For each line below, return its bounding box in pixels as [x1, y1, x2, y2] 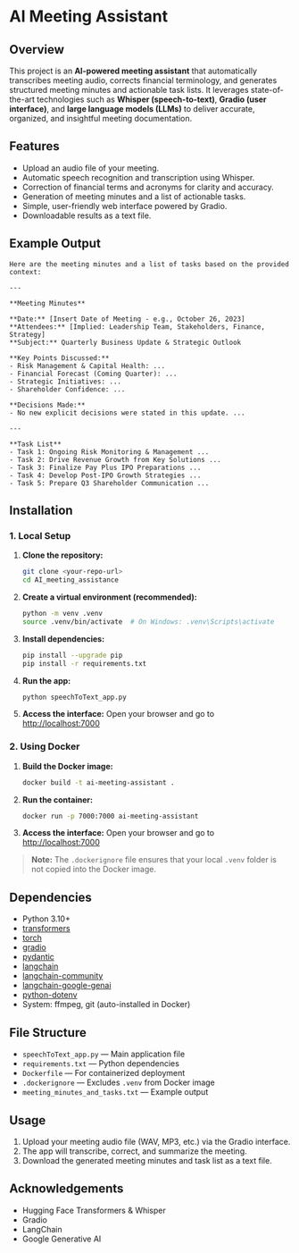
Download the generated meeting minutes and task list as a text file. [21, 1155, 272, 1165]
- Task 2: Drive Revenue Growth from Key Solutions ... [9, 455, 221, 464]
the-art [9, 94, 36, 105]
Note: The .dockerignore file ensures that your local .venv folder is [30, 854, 277, 865]
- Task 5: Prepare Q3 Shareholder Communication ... [9, 478, 210, 488]
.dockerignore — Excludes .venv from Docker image [21, 1077, 216, 1088]
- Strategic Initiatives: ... [9, 377, 122, 386]
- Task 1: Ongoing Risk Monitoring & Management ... [9, 447, 210, 457]
